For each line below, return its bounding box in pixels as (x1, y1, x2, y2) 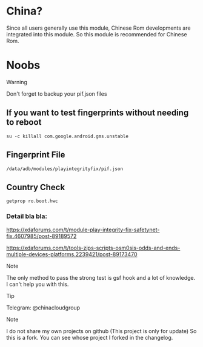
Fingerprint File (6, 150, 65, 160)
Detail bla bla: (6, 212, 47, 220)
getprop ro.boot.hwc (6, 198, 59, 204)
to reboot (6, 117, 42, 128)
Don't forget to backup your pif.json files (6, 90, 107, 97)
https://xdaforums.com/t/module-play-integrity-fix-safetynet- (6, 226, 160, 233)
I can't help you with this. (6, 280, 69, 288)
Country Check (6, 182, 65, 192)
